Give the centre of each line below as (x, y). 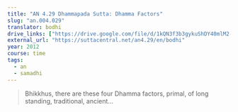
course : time (27, 54)
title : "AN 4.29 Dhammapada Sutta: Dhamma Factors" (85, 14)
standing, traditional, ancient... (69, 101)
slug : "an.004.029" (36, 21)
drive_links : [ (30, 34)
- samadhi (28, 73)
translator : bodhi (34, 27)
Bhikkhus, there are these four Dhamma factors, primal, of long (117, 94)
